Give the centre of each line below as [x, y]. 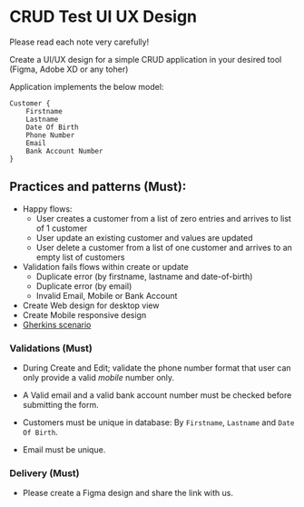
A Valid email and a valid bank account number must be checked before [157, 395]
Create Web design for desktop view [91, 305]
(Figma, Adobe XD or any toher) [69, 69]
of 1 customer [62, 228]
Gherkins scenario [57, 324]
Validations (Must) [51, 348]
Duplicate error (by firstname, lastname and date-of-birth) [144, 276]
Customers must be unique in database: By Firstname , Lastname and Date [158, 422]
